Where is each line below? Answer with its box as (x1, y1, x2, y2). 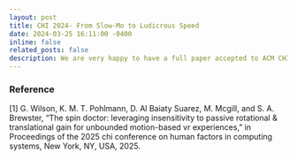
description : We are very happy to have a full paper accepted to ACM (9, 54, 275, 63)
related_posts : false (9, 46, 89, 55)
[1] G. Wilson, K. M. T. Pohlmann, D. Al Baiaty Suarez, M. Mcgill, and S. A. (9, 103, 275, 114)
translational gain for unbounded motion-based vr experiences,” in (9, 122, 252, 133)
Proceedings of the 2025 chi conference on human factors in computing (9, 132, 272, 142)
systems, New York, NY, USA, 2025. (9, 141, 141, 151)
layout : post (9, 12, 57, 22)
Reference (9, 83, 55, 95)
